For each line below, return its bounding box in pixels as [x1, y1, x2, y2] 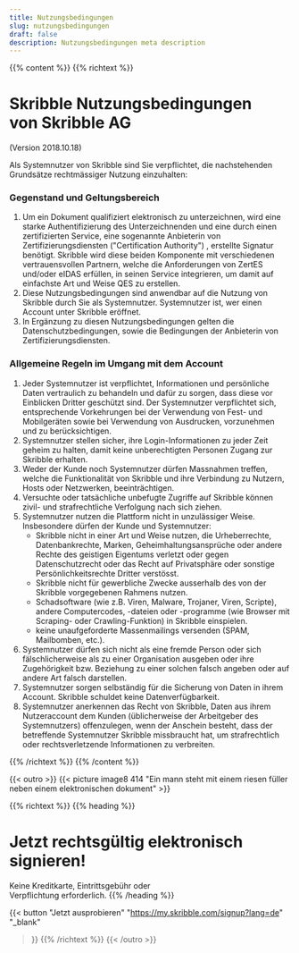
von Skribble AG [9, 113, 132, 133]
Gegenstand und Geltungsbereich [9, 191, 160, 204]
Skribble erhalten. [21, 453, 88, 465]
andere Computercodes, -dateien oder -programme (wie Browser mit [35, 605, 290, 617]
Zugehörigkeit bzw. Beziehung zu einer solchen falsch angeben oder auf [21, 662, 290, 673]
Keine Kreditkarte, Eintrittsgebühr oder [9, 880, 151, 890]
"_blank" [9, 916, 41, 927]
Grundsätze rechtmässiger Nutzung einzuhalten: [9, 169, 188, 180]
